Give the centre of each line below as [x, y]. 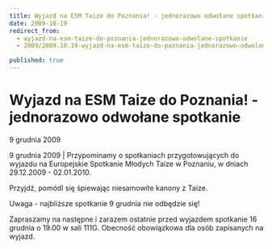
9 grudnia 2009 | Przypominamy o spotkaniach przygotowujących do [124, 155]
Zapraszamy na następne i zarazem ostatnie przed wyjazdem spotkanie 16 [133, 219]
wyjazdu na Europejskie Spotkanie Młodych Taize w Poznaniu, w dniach [129, 164]
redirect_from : [35, 31]
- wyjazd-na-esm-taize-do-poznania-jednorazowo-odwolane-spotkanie [132, 38]
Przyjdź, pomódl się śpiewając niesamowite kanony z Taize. [109, 188]
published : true [36, 60]
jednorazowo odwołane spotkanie [125, 117]
